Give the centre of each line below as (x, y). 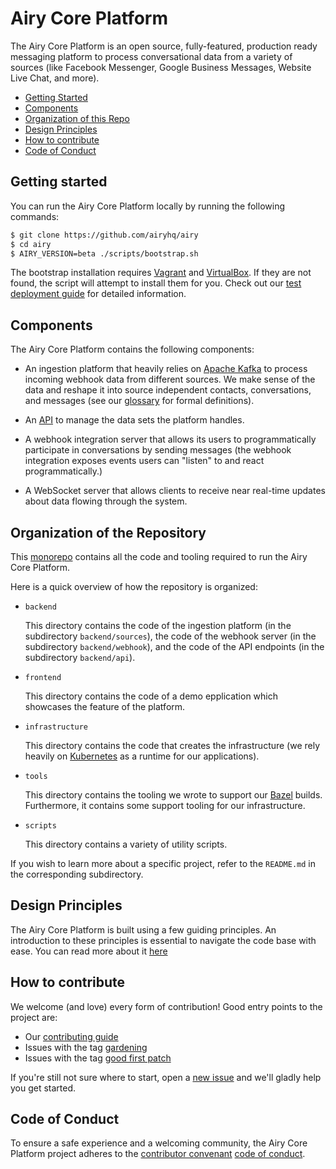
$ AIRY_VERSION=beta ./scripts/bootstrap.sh (104, 253)
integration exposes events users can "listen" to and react (144, 461)
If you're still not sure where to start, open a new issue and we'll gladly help (166, 1077)
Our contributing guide (71, 1036)
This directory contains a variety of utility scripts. (126, 844)
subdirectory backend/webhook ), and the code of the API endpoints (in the (174, 646)
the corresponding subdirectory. (77, 874)
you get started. (43, 1088)
